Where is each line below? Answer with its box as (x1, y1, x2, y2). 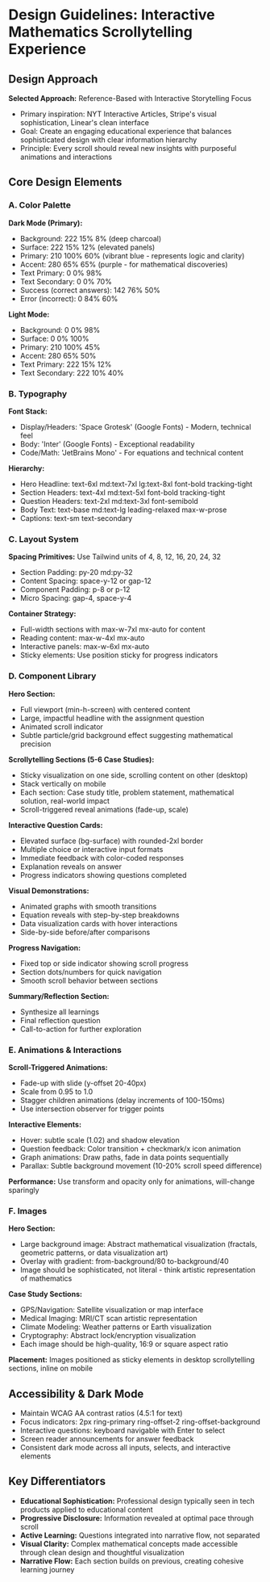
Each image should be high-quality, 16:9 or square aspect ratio (19, 1339, 228, 1349)
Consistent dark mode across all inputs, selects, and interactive (19, 1442, 231, 1452)
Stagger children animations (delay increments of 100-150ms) (19, 1095, 226, 1105)
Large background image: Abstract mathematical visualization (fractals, (19, 1240, 258, 1249)
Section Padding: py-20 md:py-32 (19, 568, 133, 577)
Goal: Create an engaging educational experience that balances (19, 127, 232, 136)
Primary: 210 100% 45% (19, 342, 101, 352)
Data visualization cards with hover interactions (19, 918, 178, 928)
